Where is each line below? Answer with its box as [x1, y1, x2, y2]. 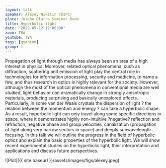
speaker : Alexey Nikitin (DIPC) [5, 12, 72, 17]
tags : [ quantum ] [5, 40, 39, 45]
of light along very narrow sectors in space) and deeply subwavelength [5, 126, 151, 132]
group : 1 [5, 44, 23, 49]
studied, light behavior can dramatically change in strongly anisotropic [5, 89, 149, 95]
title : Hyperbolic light [5, 21, 57, 26]
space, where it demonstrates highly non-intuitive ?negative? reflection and [5, 116, 160, 122]
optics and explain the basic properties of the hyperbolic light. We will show [5, 137, 161, 143]
